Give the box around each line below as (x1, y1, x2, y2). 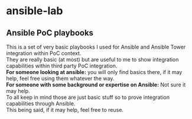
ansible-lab (6, 4, 63, 18)
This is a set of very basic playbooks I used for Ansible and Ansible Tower (6, 43, 186, 50)
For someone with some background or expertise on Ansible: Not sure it (6, 81, 186, 88)
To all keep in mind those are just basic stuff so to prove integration (6, 94, 170, 101)
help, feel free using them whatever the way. (6, 75, 115, 82)
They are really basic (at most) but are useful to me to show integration (6, 56, 179, 63)
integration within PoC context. (6, 50, 82, 57)
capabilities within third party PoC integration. (6, 62, 118, 69)
